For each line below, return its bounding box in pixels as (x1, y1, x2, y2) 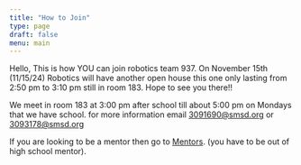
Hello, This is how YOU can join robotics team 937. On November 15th (9, 63, 269, 74)
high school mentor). (9, 146, 87, 157)
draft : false (9, 30, 59, 39)
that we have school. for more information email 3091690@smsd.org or (9, 109, 275, 120)
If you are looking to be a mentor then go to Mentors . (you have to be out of (9, 136, 290, 147)
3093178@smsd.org (9, 119, 85, 130)
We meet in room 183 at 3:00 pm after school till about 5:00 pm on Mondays (9, 100, 292, 111)
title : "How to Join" (9, 13, 91, 23)
